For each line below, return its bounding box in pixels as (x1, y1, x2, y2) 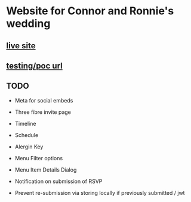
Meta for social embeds (14, 97, 73, 104)
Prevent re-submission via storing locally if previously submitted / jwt (14, 189, 185, 196)
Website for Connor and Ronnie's (6, 4, 174, 18)
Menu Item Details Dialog (14, 166, 77, 173)
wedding (6, 17, 51, 30)
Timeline (14, 120, 36, 127)
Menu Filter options (14, 154, 63, 161)
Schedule (14, 131, 39, 138)
